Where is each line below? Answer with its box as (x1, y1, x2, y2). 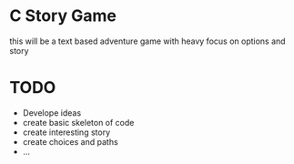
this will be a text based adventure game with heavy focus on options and (9, 36, 286, 46)
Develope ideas (22, 107, 82, 118)
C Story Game (9, 5, 117, 26)
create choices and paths (22, 136, 118, 147)
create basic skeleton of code (22, 117, 135, 128)
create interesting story (22, 127, 111, 138)
